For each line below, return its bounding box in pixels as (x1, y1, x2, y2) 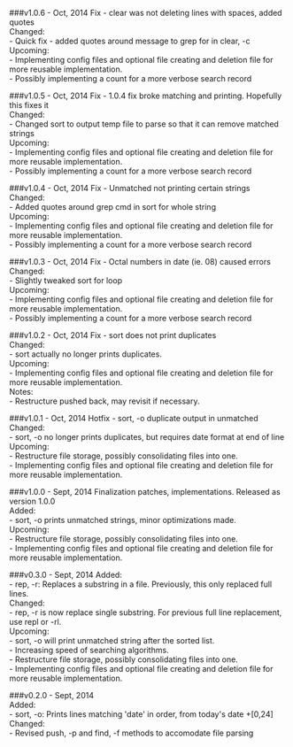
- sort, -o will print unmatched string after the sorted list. (9, 635, 215, 645)
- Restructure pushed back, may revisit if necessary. (9, 396, 200, 406)
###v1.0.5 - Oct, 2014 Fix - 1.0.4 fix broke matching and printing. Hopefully (9, 90, 281, 101)
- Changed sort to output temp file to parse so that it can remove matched (9, 119, 279, 129)
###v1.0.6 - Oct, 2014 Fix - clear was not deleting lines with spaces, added (9, 8, 282, 18)
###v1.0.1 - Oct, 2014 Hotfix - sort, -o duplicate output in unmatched (9, 413, 258, 423)
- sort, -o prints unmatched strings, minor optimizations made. (9, 515, 237, 525)
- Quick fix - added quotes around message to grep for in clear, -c (9, 35, 251, 46)
